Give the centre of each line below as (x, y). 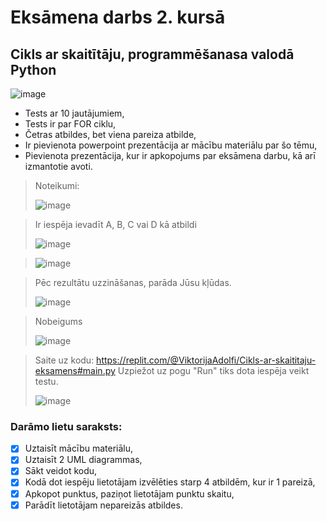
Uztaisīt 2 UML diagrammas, (83, 460)
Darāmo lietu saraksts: (66, 426)
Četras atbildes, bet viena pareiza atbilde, (110, 134)
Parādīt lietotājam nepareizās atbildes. (103, 505)
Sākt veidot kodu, (61, 471)
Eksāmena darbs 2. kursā (118, 17)
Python (33, 69)
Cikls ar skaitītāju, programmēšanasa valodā (152, 54)
